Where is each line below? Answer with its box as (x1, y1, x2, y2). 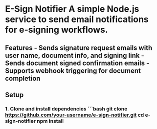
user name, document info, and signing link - (5, 51, 144, 60)
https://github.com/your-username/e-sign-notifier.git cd (5, 111, 144, 118)
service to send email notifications (5, 14, 149, 25)
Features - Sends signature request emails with (5, 43, 153, 52)
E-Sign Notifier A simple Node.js (5, 3, 139, 15)
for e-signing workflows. (5, 24, 109, 35)
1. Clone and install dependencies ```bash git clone (5, 105, 128, 112)
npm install (36, 117, 64, 124)
